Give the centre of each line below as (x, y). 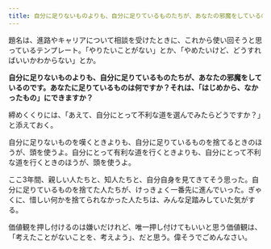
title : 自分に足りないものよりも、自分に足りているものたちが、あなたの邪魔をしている (135, 16)
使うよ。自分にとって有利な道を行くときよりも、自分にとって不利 (152, 152)
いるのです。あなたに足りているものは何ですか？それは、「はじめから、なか (133, 87)
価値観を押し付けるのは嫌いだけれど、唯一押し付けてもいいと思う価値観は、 (135, 226)
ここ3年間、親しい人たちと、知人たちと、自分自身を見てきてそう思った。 (130, 179)
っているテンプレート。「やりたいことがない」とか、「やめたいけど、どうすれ (135, 50)
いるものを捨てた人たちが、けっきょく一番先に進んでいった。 (146, 189)
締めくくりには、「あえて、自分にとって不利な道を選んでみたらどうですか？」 (135, 115)
